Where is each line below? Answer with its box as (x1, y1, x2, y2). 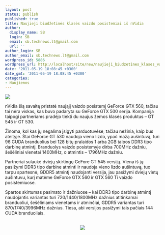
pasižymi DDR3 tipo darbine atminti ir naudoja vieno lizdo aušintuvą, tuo (5, 164, 151, 170)
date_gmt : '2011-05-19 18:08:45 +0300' (5, 71, 87, 76)
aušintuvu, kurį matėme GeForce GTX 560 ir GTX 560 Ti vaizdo (5, 174, 133, 180)
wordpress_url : (5, 62, 36, 67)
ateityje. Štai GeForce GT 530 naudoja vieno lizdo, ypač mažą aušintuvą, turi (5, 133, 160, 139)
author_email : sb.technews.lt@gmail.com (5, 53, 89, 58)
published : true (5, 16, 38, 21)
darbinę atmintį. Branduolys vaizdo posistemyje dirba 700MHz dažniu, (5, 144, 147, 150)
